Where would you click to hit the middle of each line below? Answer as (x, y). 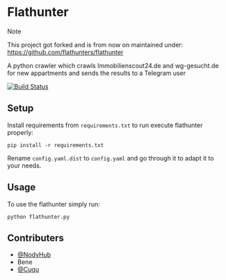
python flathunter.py (39, 217)
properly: (20, 132)
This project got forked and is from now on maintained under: (95, 44)
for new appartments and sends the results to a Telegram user (97, 73)
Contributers (36, 238)
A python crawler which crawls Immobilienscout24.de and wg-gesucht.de (113, 65)
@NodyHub (34, 255)
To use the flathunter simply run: (54, 204)
